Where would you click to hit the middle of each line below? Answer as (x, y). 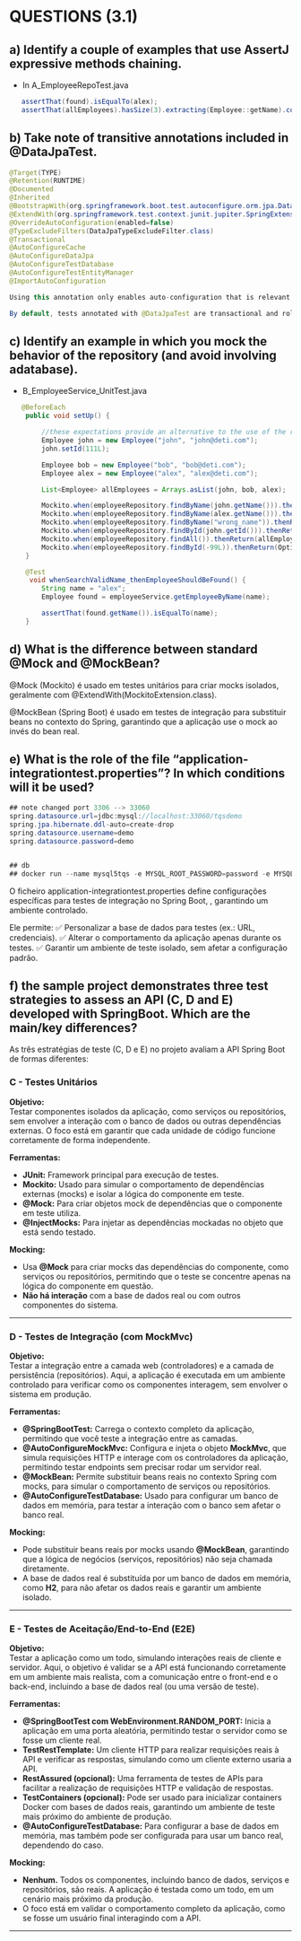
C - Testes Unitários (54, 1082)
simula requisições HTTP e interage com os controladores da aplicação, (155, 1457)
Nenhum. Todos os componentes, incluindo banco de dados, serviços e (155, 1880)
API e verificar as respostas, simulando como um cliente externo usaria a (157, 1760)
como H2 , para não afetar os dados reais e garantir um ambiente (142, 1587)
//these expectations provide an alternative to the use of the (164, 433)
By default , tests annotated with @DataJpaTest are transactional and (144, 313)
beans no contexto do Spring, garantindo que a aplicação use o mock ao (143, 721)
